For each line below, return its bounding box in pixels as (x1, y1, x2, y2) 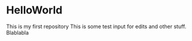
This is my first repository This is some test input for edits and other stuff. (6, 23, 187, 30)
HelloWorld (6, 4, 63, 17)
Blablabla (6, 29, 29, 36)
